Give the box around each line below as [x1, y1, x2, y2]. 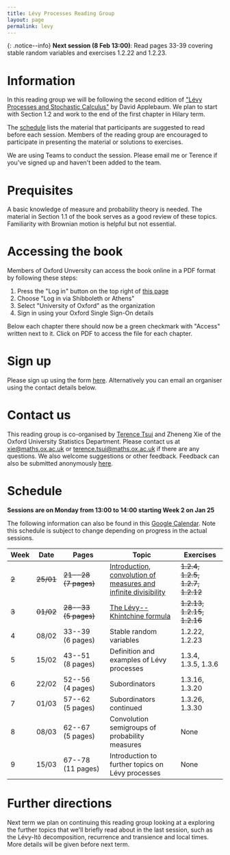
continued [109, 703, 142, 712]
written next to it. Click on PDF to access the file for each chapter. [7, 330, 193, 338]
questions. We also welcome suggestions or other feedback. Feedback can [7, 452, 220, 460]
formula [146, 612, 171, 621]
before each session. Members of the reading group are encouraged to [7, 131, 208, 139]
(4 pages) [63, 684, 96, 693]
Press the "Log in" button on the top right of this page [16, 287, 169, 296]
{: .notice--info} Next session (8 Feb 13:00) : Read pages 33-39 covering [7, 42, 214, 50]
